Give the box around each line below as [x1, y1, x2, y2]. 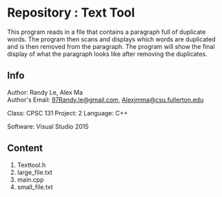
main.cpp [17, 175, 44, 184]
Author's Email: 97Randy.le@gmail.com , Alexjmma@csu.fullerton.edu [7, 95, 204, 104]
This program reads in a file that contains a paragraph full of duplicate [7, 28, 206, 36]
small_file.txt [17, 182, 53, 191]
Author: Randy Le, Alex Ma [7, 88, 83, 96]
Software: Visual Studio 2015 [7, 122, 89, 131]
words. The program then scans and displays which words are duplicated [7, 35, 216, 43]
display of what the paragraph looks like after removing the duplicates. [7, 50, 208, 58]
